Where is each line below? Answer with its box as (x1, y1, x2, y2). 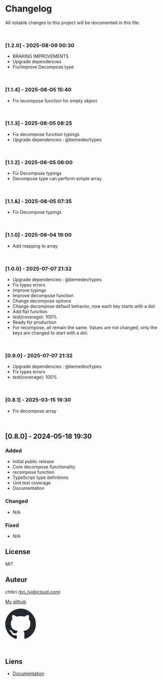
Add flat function (12, 309, 48, 315)
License (5, 548, 31, 556)
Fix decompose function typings (12, 131, 80, 137)
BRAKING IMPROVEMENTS (12, 53, 69, 59)
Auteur (5, 576, 28, 584)
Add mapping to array (12, 243, 58, 249)
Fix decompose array (12, 407, 57, 414)
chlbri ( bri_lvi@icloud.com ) (5, 589, 61, 595)
